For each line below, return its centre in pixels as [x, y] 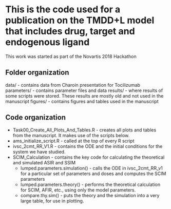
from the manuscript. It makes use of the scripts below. [71, 135]
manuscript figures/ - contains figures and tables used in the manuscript [82, 101]
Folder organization [37, 73]
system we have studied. [39, 151]
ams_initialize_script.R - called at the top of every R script [73, 141]
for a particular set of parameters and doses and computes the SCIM [93, 174]
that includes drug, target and [70, 31]
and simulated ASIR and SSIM [44, 162]
